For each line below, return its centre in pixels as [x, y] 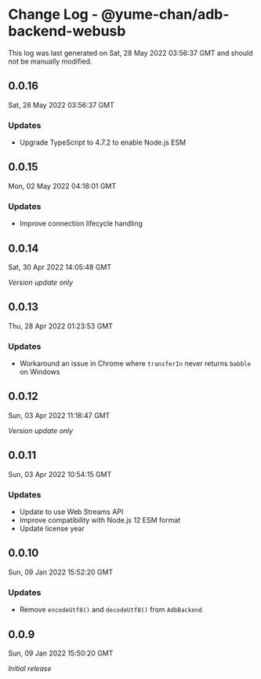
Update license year [52, 529]
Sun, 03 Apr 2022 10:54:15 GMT [60, 474]
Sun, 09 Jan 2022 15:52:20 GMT [61, 572]
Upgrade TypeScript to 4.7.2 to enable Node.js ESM [103, 142]
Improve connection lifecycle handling [81, 224]
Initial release [30, 668]
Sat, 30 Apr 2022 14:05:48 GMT [60, 267]
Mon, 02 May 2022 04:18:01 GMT [62, 185]
